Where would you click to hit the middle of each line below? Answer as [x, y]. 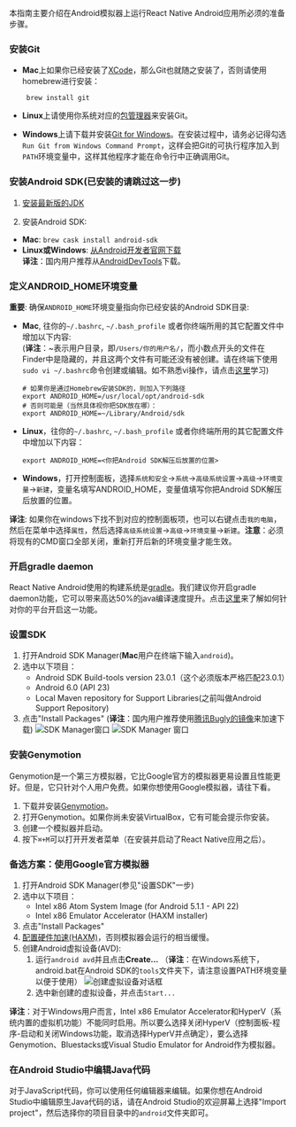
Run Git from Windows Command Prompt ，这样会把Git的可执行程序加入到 [151, 145]
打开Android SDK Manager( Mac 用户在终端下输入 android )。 [130, 656]
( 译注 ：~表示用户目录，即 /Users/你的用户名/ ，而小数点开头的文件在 [143, 347]
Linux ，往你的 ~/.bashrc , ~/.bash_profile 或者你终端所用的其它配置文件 [153, 431]
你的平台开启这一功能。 [59, 610]
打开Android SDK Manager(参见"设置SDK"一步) [108, 885]
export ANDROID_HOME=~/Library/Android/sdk [103, 413]
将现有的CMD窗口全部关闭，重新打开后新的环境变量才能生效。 [123, 541]
